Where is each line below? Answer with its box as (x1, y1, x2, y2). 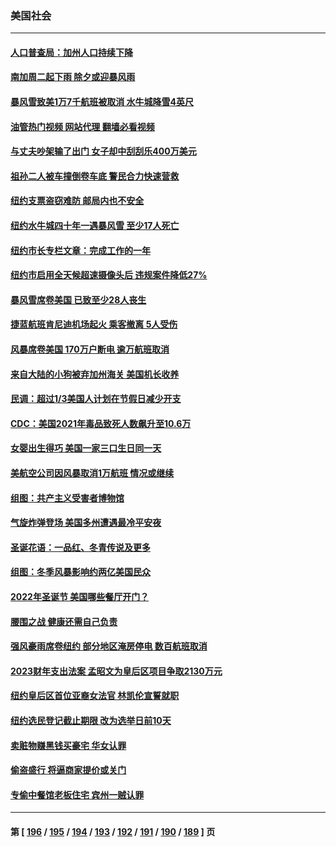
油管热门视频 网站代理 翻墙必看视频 (10, 120, 155, 132)
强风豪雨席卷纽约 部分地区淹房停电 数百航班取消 (10, 640, 208, 652)
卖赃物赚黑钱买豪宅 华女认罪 (10, 739, 127, 751)
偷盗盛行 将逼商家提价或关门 (10, 764, 127, 776)
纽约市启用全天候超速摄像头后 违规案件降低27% (10, 269, 208, 281)
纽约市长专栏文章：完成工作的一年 (10, 244, 151, 256)
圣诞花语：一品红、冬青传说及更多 (10, 541, 151, 553)
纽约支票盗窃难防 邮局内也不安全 (10, 195, 145, 207)
